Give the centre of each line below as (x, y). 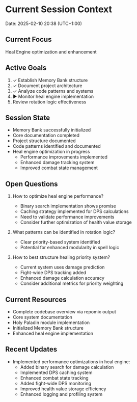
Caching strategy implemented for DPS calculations (74, 211)
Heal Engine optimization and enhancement (51, 51)
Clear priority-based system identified (60, 242)
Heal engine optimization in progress (51, 152)
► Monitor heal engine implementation (53, 96)
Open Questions (32, 184)
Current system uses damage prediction (62, 267)
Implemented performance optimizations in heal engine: (71, 361)
